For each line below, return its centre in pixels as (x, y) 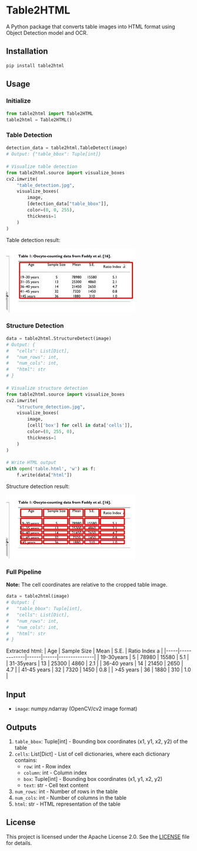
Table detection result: (33, 240)
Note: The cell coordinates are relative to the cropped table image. (87, 585)
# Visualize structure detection (47, 388)
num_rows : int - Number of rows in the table (66, 791)
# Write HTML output (31, 463)
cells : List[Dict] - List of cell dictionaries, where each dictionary (92, 754)
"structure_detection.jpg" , (51, 407)
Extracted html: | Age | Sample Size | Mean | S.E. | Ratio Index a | (85, 651)
